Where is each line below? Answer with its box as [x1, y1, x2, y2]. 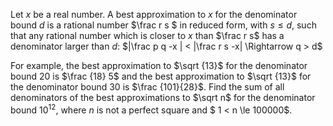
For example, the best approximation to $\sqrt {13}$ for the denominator [10, 60, 308, 71]
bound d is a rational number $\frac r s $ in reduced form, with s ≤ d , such [10, 19, 317, 31]
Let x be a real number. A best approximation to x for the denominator [10, 9, 298, 20]
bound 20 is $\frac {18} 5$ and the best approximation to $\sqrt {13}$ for [10, 70, 312, 82]
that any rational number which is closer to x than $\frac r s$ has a [10, 30, 285, 41]
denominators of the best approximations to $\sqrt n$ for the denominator [10, 92, 316, 103]
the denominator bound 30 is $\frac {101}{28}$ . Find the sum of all [10, 81, 285, 93]
